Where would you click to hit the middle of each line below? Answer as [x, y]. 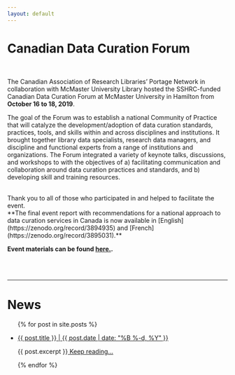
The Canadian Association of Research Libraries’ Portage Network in [106, 81]
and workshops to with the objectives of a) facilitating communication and [114, 162]
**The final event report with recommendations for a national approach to [114, 213]
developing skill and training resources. [64, 177]
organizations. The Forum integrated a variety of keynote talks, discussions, [116, 154]
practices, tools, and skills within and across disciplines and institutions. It [114, 132]
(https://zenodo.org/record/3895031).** [65, 235]
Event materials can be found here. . [60, 249]
